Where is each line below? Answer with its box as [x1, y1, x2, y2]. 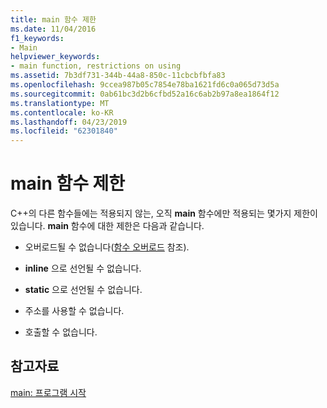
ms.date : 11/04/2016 [10, 24, 97, 34]
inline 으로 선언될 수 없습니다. [24, 262, 142, 275]
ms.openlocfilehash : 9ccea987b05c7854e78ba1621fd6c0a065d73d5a [10, 80, 280, 90]
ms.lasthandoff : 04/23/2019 [10, 117, 128, 127]
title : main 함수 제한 [10, 14, 97, 25]
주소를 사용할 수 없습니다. [24, 305, 125, 317]
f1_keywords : [10, 33, 65, 43]
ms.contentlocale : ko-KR [10, 107, 114, 118]
